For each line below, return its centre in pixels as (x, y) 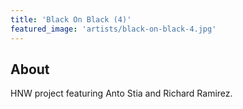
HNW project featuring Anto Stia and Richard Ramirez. (121, 93)
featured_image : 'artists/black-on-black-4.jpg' (113, 29)
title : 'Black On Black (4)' (71, 19)
